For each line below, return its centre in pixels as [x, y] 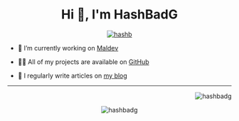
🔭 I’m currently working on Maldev [68, 48]
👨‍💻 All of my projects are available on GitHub [83, 62]
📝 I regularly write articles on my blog [73, 75]
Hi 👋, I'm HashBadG [119, 15]
